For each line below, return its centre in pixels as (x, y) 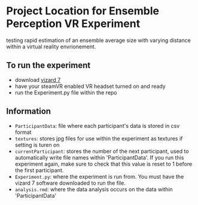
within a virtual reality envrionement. (51, 47)
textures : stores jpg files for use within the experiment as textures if (99, 138)
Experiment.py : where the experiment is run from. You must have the (99, 176)
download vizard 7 (38, 79)
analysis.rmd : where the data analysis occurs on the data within (94, 189)
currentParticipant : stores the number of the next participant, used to (102, 151)
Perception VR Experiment (73, 24)
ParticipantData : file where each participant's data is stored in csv (97, 126)
